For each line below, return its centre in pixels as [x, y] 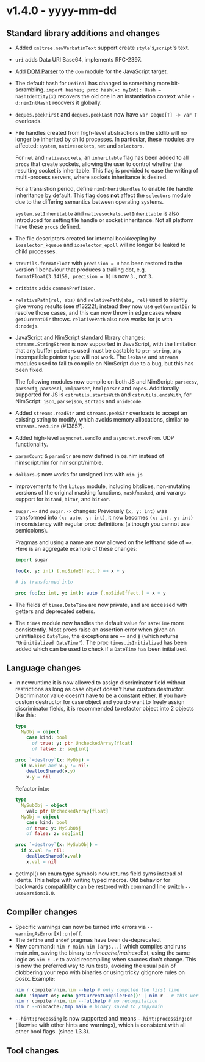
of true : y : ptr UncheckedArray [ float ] [82, 743]
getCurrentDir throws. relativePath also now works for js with [94, 319]
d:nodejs [26, 326]
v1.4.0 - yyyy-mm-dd [62, 11]
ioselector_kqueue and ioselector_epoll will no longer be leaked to [100, 245]
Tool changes [33, 1051]
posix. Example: [35, 978]
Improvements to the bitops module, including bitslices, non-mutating [103, 486]
